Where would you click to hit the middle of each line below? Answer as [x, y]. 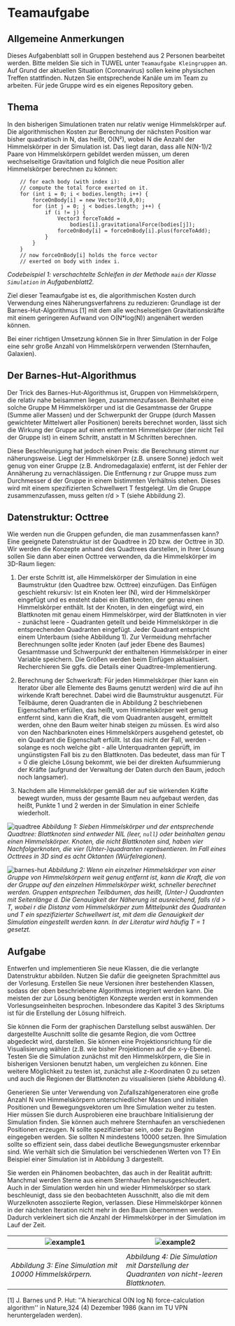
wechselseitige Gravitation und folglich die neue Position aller [96, 161]
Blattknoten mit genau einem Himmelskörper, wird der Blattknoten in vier [122, 615]
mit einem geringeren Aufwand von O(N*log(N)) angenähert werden [106, 317]
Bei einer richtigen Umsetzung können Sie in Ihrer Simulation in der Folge [113, 338]
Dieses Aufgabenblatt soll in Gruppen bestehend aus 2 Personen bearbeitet [116, 55]
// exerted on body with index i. [70, 261]
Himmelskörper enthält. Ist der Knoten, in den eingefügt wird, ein [111, 607]
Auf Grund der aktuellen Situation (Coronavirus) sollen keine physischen [111, 70]
